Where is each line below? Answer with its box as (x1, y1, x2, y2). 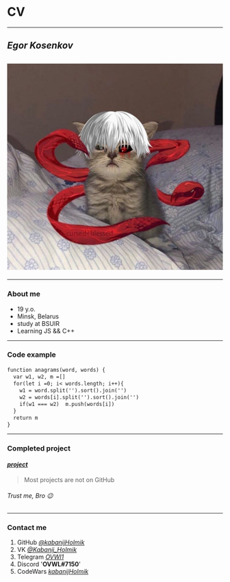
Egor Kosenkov (7, 40, 73, 51)
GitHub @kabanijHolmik (16, 538, 85, 546)
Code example (7, 350, 56, 359)
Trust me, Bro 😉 (7, 491, 53, 500)
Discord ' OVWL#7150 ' (16, 560, 81, 568)
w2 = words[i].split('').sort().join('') (19, 394, 139, 401)
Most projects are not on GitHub (23, 475, 115, 483)
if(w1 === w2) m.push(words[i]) (19, 401, 115, 407)
